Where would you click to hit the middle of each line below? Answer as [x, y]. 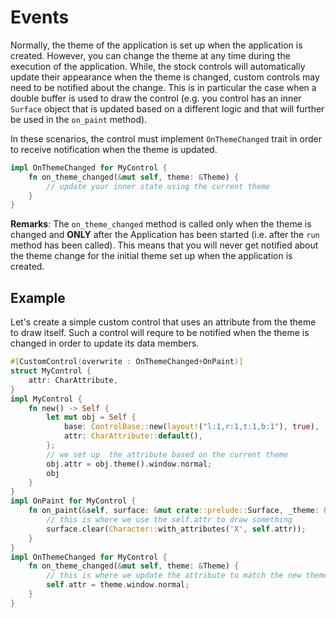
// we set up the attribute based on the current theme [167, 454]
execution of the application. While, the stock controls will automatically [158, 66]
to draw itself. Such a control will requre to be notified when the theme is [160, 333]
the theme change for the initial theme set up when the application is [151, 256]
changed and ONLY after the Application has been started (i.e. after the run [165, 235]
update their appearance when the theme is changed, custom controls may [165, 77]
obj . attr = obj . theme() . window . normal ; [129, 464]
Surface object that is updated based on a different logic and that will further [167, 108]
